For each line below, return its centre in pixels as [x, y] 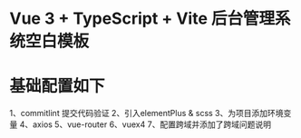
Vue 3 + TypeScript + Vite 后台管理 [142, 19]
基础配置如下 [58, 86]
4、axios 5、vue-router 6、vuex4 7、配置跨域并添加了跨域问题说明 [146, 124]
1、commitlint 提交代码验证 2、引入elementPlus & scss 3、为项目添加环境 [146, 113]
